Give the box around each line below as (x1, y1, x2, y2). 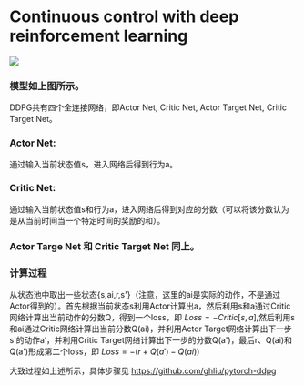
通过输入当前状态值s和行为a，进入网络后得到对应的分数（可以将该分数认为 (9, 203, 289, 215)
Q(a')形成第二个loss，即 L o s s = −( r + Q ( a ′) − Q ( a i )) (9, 346, 200, 357)
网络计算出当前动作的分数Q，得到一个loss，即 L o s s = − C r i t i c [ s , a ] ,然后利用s (9, 312, 296, 323)
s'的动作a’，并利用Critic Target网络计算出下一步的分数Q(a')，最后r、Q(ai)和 (9, 335, 293, 346)
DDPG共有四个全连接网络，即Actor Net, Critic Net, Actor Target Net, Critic (9, 102, 287, 113)
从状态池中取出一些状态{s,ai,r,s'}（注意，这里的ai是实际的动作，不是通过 (9, 289, 280, 300)
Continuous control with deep (9, 6, 239, 27)
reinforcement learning (9, 25, 188, 46)
